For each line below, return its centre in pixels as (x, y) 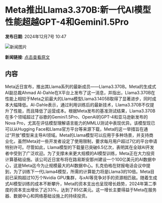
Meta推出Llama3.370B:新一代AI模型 (78, 10)
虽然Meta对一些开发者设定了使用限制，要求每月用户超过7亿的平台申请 (88, 141)
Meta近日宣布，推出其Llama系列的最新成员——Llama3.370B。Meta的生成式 (81, 86)
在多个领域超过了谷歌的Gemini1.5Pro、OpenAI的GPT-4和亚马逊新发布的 (77, 117)
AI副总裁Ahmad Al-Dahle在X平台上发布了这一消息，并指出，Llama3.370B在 (80, 92)
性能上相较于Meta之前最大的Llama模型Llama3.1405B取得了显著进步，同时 (79, 99)
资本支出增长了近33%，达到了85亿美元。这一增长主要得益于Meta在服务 (85, 189)
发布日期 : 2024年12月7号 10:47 (36, 36)
